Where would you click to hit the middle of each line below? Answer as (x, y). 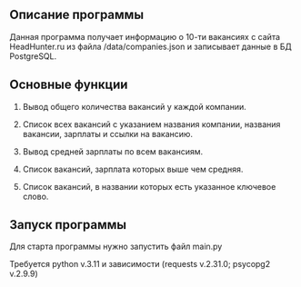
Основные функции (69, 85)
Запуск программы (68, 225)
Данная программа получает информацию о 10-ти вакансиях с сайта (145, 36)
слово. (35, 196)
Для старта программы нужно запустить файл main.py (116, 247)
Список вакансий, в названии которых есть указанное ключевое (149, 186)
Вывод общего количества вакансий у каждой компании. (135, 106)
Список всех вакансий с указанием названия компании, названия (151, 124)
